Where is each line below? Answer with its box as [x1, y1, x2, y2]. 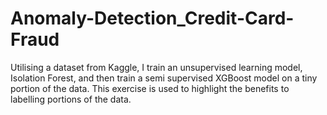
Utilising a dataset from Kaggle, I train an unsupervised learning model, [10, 61, 303, 73]
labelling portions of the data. [10, 93, 132, 105]
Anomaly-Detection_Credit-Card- [10, 7, 295, 30]
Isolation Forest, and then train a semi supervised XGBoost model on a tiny [10, 72, 318, 84]
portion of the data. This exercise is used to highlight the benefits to [10, 82, 290, 94]
